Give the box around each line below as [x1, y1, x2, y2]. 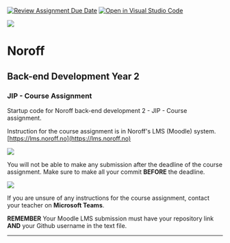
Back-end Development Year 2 [7, 71, 140, 82]
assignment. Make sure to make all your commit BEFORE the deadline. [7, 168, 205, 176]
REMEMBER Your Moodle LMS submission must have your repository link [7, 214, 214, 222]
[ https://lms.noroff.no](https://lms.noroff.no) [7, 134, 131, 142]
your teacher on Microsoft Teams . [7, 201, 105, 209]
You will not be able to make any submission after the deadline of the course [7, 160, 222, 168]
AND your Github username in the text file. [7, 221, 127, 229]
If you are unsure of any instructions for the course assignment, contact [7, 194, 210, 202]
